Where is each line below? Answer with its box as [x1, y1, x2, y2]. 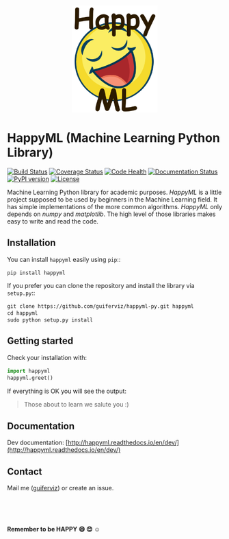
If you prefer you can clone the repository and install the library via [7, 281, 195, 289]
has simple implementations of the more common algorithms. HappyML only [7, 202, 223, 211]
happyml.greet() [7, 374, 53, 382]
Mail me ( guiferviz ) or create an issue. [7, 483, 114, 492]
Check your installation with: [7, 353, 87, 361]
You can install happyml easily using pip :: [7, 255, 121, 263]
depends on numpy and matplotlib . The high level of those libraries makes [7, 210, 216, 218]
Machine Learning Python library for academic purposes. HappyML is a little [7, 188, 222, 196]
